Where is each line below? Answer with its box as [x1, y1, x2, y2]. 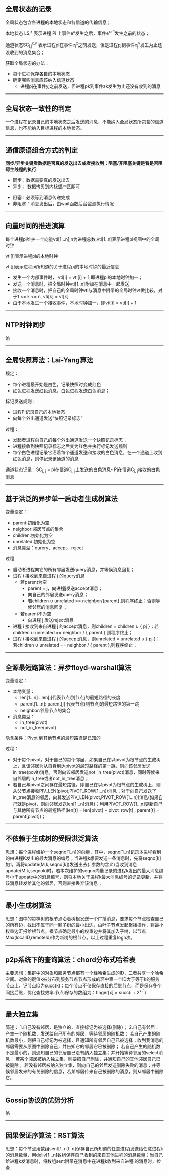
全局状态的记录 [5, 5, 52, 14]
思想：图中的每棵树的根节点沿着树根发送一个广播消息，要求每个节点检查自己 [5, 915, 164, 921]
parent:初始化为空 [12, 520, 50, 526]
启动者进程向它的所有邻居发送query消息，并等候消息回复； [12, 567, 135, 573]
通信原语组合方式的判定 [5, 146, 78, 154]
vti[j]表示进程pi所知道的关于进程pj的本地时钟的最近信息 [5, 264, 119, 270]
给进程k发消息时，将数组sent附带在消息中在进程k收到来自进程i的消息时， [5, 1158, 157, 1164]
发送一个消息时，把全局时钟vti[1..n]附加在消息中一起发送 [12, 281, 130, 287]
